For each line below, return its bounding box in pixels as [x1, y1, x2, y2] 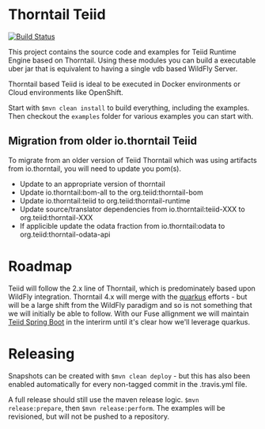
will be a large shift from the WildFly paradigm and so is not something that [8, 300, 253, 309]
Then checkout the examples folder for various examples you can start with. [8, 111, 254, 120]
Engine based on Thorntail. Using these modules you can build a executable [8, 55, 256, 65]
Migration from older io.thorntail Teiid [8, 135, 198, 148]
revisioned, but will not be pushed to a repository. [8, 412, 170, 421]
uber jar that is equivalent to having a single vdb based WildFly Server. [8, 63, 238, 73]
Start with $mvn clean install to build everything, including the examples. [8, 103, 250, 112]
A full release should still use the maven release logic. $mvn [8, 394, 199, 404]
